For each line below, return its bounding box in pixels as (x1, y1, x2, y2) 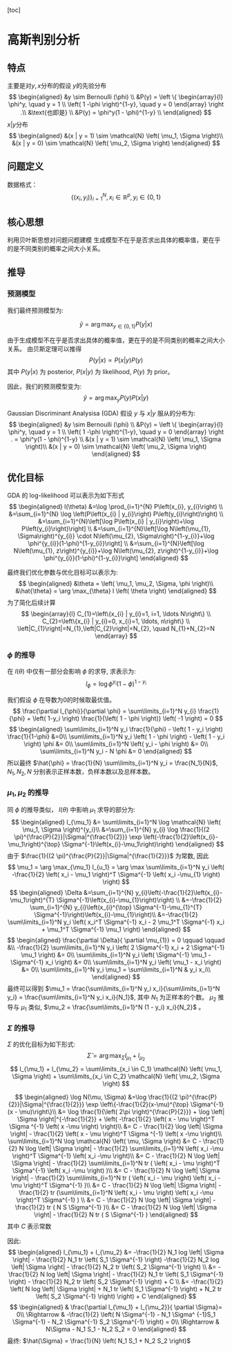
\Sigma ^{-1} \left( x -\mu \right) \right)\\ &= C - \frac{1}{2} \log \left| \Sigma (9, 1122, 223, 1131)
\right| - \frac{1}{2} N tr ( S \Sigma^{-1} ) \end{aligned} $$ (34, 1210, 198, 1219)
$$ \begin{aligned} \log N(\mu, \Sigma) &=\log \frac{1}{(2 (14, 1093, 178, 1102)
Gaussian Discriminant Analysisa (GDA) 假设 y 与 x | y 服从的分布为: (7, 409, 195, 418)
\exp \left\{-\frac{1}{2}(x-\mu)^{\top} (86, 1100, 189, 1109)
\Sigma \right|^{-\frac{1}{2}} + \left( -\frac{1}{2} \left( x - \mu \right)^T (17, 1115, 215, 1123)
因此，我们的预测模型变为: (7, 382, 82, 390)
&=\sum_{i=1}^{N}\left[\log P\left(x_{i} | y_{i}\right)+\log (37, 517, 195, 526)
